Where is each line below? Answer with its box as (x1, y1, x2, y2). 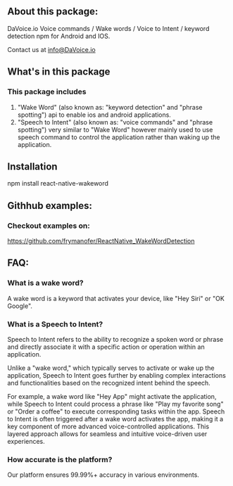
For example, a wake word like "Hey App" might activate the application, (7, 392, 217, 400)
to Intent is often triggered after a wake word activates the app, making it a (7, 414, 224, 423)
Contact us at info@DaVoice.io (7, 45, 96, 53)
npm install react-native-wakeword (7, 179, 109, 188)
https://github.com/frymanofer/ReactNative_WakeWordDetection (7, 237, 195, 245)
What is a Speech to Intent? (7, 319, 103, 329)
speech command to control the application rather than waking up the (17, 133, 220, 141)
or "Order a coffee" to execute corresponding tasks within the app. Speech (7, 407, 225, 416)
